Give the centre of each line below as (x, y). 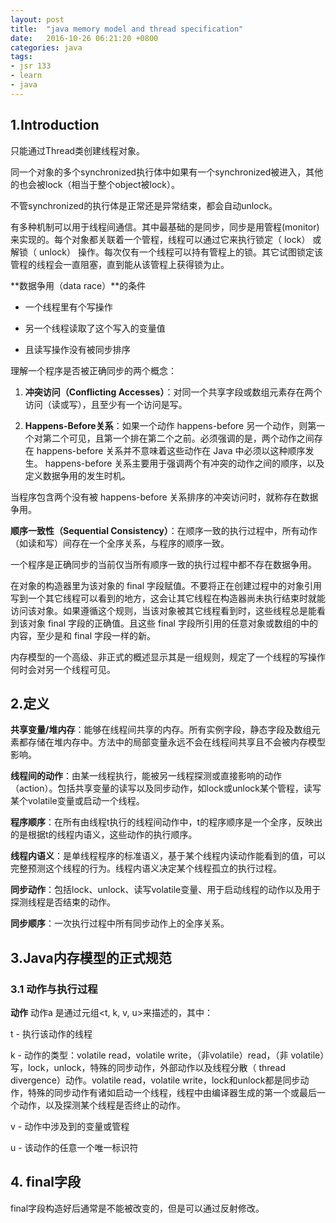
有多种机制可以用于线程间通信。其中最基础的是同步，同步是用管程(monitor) (165, 227)
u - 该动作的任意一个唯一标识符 (74, 1148)
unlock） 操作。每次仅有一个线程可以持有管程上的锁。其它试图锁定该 (180, 252)
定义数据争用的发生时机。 (77, 475)
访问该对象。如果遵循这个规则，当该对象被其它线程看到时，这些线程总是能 (163, 610)
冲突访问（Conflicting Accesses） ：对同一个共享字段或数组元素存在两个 (173, 392)
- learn (26, 76)
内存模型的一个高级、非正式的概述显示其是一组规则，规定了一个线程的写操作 (168, 657)
